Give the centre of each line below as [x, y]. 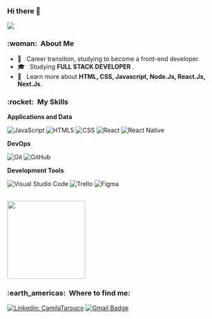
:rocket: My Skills [38, 102]
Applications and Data [40, 116]
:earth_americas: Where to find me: [69, 293]
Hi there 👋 [24, 11]
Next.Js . [30, 84]
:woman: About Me [41, 44]
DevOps [19, 143]
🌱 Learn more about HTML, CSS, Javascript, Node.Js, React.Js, [111, 76]
